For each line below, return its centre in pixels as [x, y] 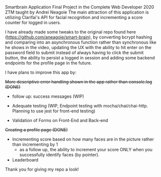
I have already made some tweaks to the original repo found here [70, 32]
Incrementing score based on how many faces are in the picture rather [83, 139]
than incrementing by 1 [35, 144]
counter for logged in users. [33, 22]
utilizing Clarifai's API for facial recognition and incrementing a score [74, 17]
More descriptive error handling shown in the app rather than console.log [79, 82]
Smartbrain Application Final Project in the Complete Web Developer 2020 [80, 7]
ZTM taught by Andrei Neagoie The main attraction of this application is [77, 12]
